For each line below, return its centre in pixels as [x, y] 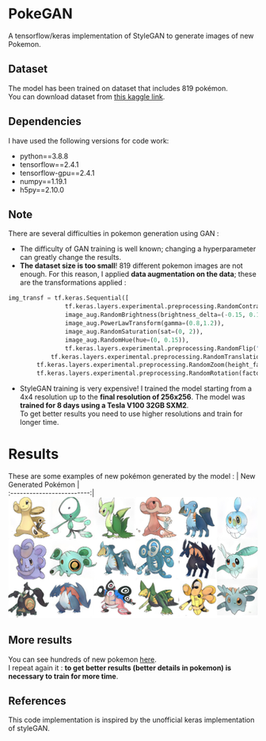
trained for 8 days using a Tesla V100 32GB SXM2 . [104, 406]
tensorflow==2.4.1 [49, 164]
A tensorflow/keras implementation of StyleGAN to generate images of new [131, 36]
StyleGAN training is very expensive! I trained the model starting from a [135, 388]
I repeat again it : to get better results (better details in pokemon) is [120, 667]
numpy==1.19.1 [43, 181]
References [37, 701]
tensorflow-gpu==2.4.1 [57, 173]
